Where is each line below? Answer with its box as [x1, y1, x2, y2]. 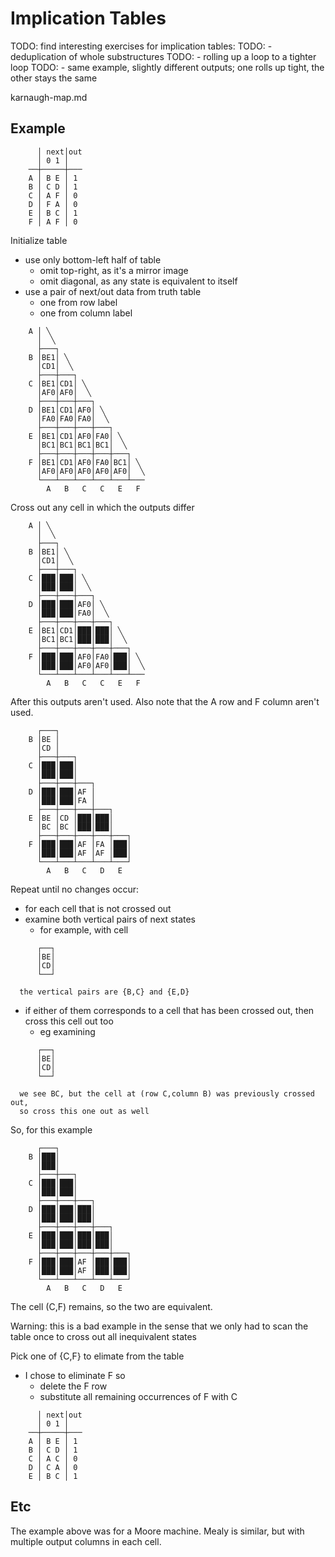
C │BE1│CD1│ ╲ [28, 378, 87, 389]
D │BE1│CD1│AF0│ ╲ [28, 405, 105, 415]
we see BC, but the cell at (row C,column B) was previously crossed [19, 1088, 315, 1099]
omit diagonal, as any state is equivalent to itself [39, 275, 238, 287]
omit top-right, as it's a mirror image [39, 264, 189, 276]
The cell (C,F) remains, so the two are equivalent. [10, 1300, 213, 1312]
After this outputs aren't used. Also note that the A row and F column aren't [10, 695, 320, 707]
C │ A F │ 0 [28, 190, 78, 201]
